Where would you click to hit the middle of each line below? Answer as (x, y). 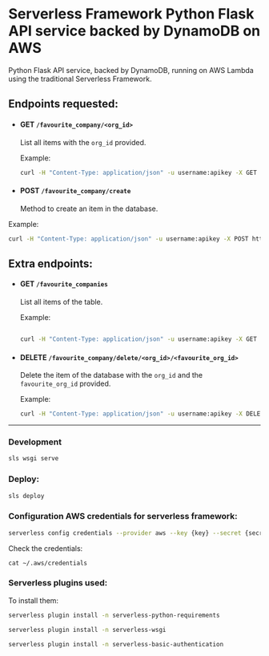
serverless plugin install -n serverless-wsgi (87, 630)
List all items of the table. (61, 302)
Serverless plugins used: (58, 583)
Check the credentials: (46, 548)
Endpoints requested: (63, 104)
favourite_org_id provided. (65, 384)
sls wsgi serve (34, 459)
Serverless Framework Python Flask (131, 14)
